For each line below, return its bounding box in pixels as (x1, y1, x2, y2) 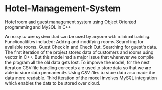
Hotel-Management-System (5, 3, 121, 14)
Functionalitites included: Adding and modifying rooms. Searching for (5, 38, 144, 44)
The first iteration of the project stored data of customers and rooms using (5, 49, 154, 55)
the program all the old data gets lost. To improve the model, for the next (5, 59, 150, 65)
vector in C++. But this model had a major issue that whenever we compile (5, 54, 154, 60)
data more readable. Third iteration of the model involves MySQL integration (5, 75, 157, 81)
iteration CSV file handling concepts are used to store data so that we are (5, 64, 151, 71)
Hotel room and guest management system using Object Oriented (5, 19, 137, 25)
